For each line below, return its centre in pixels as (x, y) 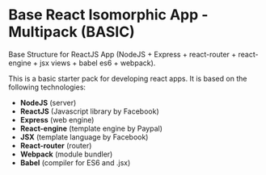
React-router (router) (56, 145)
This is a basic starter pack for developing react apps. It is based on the (128, 78)
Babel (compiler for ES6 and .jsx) (75, 162)
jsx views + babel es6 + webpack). (97, 63)
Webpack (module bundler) (66, 154)
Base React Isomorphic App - (108, 15)
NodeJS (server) (48, 102)
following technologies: (47, 87)
